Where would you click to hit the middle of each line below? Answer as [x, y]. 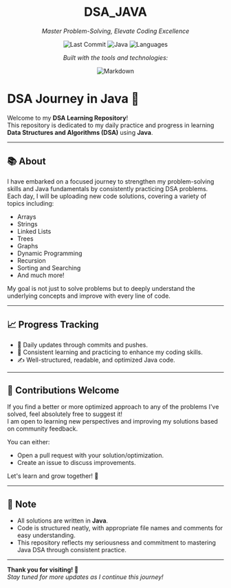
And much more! [41, 275]
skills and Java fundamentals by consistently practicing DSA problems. [108, 188]
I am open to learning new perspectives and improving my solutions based [113, 422]
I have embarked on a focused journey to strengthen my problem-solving [111, 181]
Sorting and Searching [49, 268]
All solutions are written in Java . [63, 521]
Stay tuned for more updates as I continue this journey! [85, 577]
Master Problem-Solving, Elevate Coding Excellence [115, 31]
